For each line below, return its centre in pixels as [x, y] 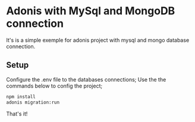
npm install [21, 96]
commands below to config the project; [54, 86]
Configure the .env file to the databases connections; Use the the [86, 79]
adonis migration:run [33, 102]
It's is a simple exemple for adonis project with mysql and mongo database [98, 40]
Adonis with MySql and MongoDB [91, 11]
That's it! [17, 114]
